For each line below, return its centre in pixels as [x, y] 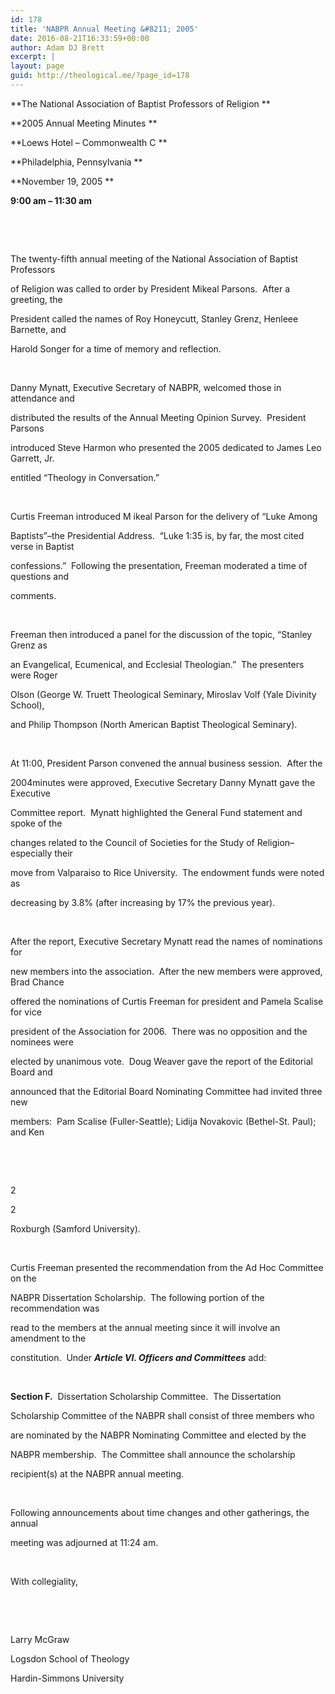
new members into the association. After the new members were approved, [166, 971]
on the [23, 1278]
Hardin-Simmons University [67, 1678]
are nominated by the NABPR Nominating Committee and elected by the [158, 1435]
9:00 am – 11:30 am [51, 200]
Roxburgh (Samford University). [75, 1228]
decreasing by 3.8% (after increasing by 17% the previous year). [143, 902]
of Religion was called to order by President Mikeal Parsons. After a [150, 288]
